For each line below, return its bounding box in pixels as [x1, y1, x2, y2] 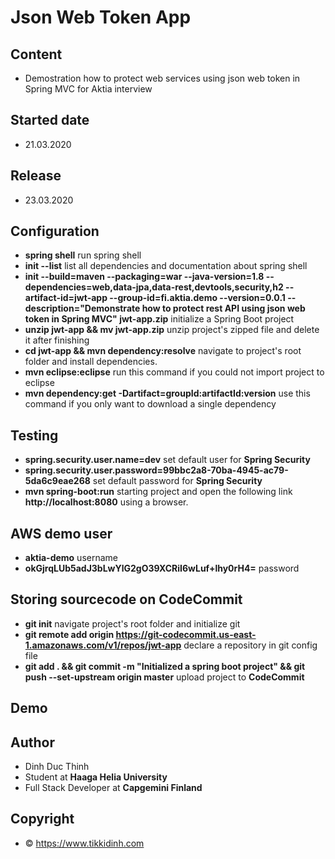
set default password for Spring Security [92, 475, 263, 487]
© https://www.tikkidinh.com [24, 837, 145, 849]
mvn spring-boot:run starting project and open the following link [24, 486, 293, 498]
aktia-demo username [24, 552, 118, 564]
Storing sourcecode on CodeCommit [10, 591, 243, 608]
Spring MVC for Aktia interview [24, 83, 153, 95]
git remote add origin [24, 628, 115, 640]
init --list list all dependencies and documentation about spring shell [24, 260, 308, 272]
